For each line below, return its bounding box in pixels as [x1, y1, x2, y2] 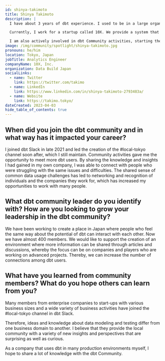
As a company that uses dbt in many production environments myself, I [5, 345, 149, 351]
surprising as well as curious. [5, 335, 64, 341]
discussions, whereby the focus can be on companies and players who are [5, 247, 157, 253]
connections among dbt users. [5, 257, 67, 263]
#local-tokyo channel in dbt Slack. [5, 310, 75, 316]
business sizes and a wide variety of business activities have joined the [5, 305, 150, 311]
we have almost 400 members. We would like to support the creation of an [5, 236, 156, 242]
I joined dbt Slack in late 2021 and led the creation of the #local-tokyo [5, 146, 146, 152]
